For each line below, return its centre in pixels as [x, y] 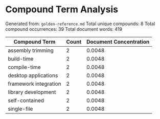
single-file [20, 109]
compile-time [24, 67]
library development [32, 92]
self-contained [26, 100]
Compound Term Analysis [62, 9]
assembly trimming [31, 50]
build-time [21, 58]
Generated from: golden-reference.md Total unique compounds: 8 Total [80, 24]
